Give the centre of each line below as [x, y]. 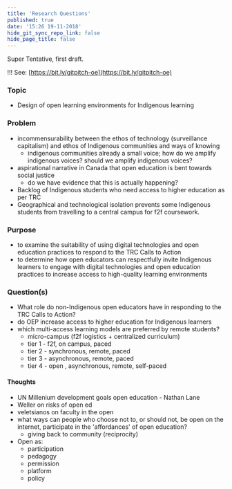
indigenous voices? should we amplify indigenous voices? [110, 160]
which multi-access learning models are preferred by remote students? [118, 329]
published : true [30, 20]
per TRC [29, 197]
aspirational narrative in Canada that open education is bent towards [114, 167]
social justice [36, 175]
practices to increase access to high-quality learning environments [112, 275]
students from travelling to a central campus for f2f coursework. [108, 212]
